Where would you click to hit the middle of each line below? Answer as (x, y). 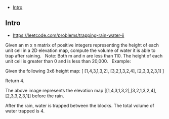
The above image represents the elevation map (54, 90)
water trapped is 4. (25, 111)
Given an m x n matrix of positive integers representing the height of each (82, 45)
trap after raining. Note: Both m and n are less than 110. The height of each (84, 55)
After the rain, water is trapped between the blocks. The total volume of (80, 105)
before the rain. (48, 96)
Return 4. (15, 81)
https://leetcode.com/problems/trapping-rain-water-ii (68, 35)
